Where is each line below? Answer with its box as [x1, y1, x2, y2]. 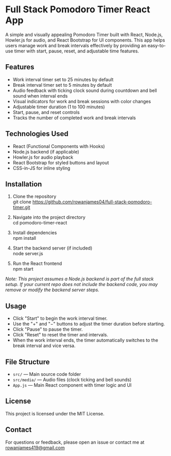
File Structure [5, 357, 50, 366]
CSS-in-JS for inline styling [12, 165, 70, 171]
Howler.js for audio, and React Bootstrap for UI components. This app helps [5, 37, 165, 43]
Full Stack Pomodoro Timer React [5, 4, 150, 15]
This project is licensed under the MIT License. [5, 410, 105, 416]
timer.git [12, 204, 31, 211]
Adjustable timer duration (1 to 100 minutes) [12, 104, 105, 110]
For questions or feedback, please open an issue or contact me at [5, 439, 145, 445]
